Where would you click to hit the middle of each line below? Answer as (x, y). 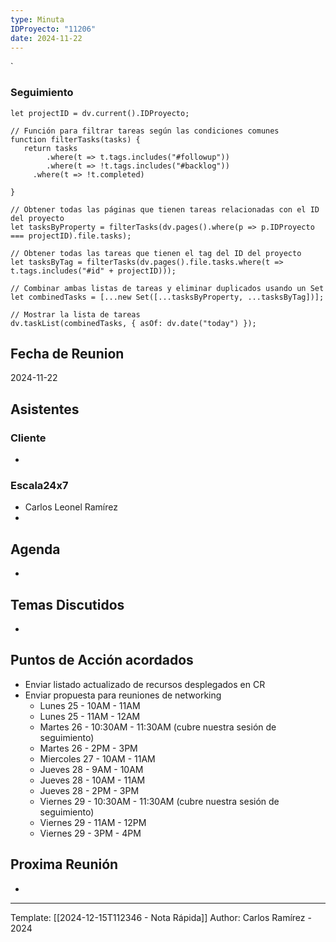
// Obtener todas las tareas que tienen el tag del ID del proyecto (156, 253)
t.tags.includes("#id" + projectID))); (93, 271)
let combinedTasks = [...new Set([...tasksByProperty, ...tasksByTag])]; (167, 297)
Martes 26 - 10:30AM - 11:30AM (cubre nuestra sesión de (158, 727)
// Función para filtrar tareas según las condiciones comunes (145, 131)
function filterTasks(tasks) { (75, 139)
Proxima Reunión (64, 864)
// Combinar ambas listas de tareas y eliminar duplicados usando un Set (167, 288)
